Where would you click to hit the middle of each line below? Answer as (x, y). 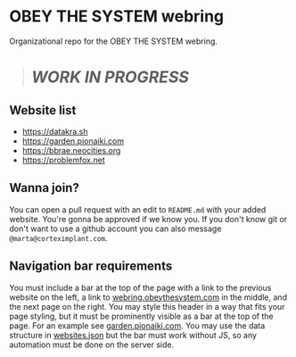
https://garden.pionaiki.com (73, 141)
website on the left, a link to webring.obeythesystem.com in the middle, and (148, 297)
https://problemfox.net (63, 160)
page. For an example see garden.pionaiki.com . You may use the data (137, 325)
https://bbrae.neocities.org (71, 150)
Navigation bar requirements (91, 266)
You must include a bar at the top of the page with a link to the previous (140, 287)
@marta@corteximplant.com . (58, 237)
